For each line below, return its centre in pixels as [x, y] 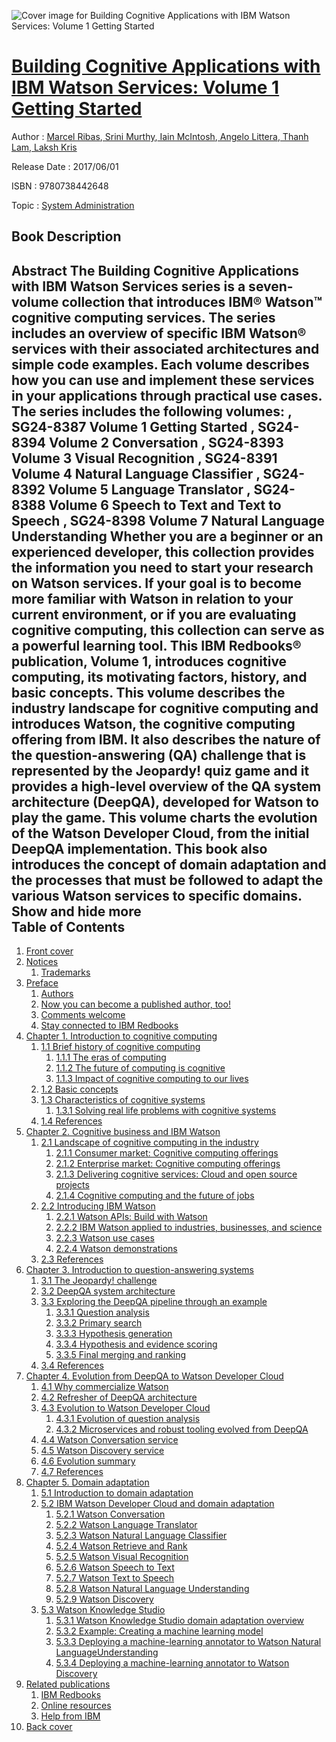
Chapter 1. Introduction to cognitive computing [121, 1036]
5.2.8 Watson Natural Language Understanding [152, 1589]
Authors [57, 994]
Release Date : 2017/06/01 [65, 166]
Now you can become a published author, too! [135, 1004]
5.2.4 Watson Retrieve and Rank [121, 1546]
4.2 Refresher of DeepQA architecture [119, 1397]
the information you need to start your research [162, 567]
